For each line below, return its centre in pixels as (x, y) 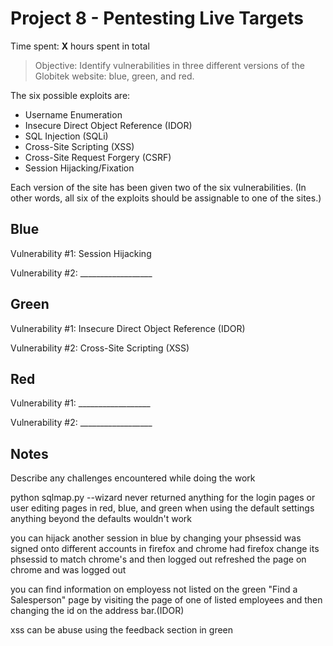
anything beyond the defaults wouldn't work (101, 519)
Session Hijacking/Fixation (79, 168)
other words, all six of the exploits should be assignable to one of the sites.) (166, 198)
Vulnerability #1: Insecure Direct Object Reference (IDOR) (128, 328)
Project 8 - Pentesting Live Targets (157, 18)
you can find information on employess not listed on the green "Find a (154, 589)
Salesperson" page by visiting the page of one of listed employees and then (166, 600)
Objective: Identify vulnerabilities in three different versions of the (169, 65)
